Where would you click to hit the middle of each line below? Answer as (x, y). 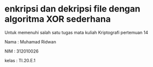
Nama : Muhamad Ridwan (30, 41)
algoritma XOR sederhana (58, 19)
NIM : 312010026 (22, 51)
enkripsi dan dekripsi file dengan (73, 9)
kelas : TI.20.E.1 (20, 60)
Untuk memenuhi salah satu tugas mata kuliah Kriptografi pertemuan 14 (76, 32)
